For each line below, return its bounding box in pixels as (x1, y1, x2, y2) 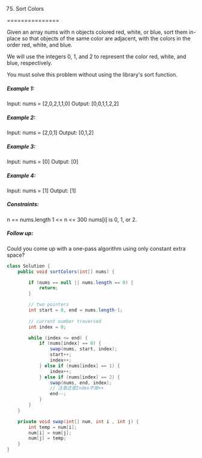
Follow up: (7, 230, 34, 237)
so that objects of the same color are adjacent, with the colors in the (21, 35, 191, 42)
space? (7, 251, 25, 259)
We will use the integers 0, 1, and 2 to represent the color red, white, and (7, 53, 186, 60)
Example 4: (7, 172, 36, 179)
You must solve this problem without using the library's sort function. (7, 71, 178, 78)
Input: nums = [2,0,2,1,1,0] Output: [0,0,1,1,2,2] (7, 99, 119, 107)
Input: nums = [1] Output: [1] (7, 187, 76, 194)
